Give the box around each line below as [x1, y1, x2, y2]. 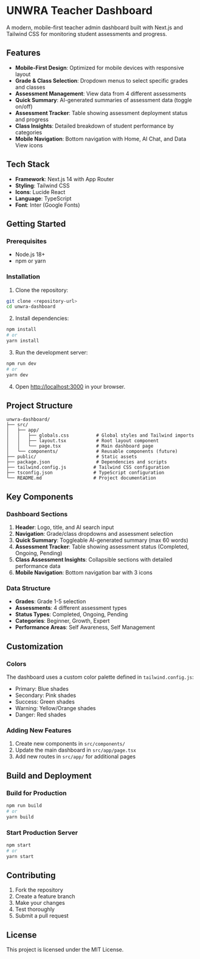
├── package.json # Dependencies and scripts [6, 459, 167, 465]
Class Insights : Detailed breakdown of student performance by [15, 122, 174, 130]
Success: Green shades [15, 698, 75, 705]
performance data [15, 563, 61, 570]
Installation [6, 272, 41, 281]
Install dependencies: [15, 314, 69, 322]
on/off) [15, 103, 33, 110]
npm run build [6, 803, 43, 809]
